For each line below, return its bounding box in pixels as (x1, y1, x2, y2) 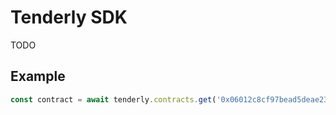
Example (10, 68, 66, 85)
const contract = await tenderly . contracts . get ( (10, 94, 217, 105)
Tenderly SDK (10, 6, 128, 29)
